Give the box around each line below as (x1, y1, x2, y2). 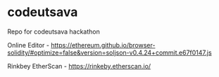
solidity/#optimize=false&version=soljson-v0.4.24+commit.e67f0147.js (7, 48, 213, 57)
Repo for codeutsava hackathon (7, 27, 100, 36)
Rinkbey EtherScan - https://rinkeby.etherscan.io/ (7, 62, 151, 70)
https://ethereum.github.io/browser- (50, 41, 156, 49)
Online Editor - (7, 41, 49, 49)
